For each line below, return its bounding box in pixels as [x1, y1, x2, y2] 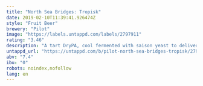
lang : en [6, 71, 28, 77]
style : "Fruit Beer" [6, 20, 59, 26]
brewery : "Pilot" [6, 25, 50, 32]
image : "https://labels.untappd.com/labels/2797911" [6, 31, 142, 38]
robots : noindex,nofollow [6, 65, 71, 71]
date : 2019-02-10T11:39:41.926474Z [6, 15, 96, 21]
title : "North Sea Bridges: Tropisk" [6, 8, 101, 15]
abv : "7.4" [6, 54, 34, 60]
